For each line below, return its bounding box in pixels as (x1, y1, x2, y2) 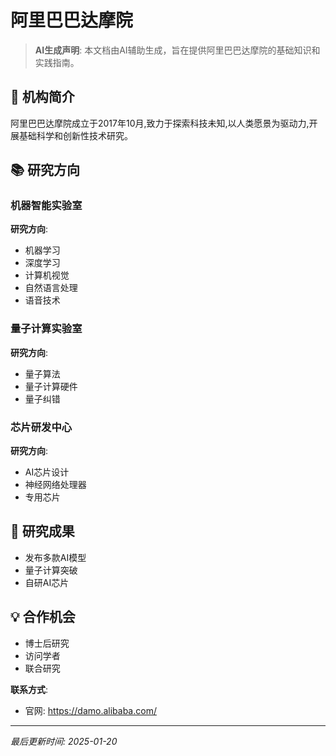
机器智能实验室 (10, 199, 83, 213)
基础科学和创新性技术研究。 (18, 129, 133, 141)
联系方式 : (10, 683, 49, 695)
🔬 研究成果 (10, 523, 75, 540)
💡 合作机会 (10, 609, 76, 626)
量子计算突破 (24, 564, 78, 576)
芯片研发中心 (10, 420, 73, 434)
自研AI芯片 (24, 576, 70, 588)
